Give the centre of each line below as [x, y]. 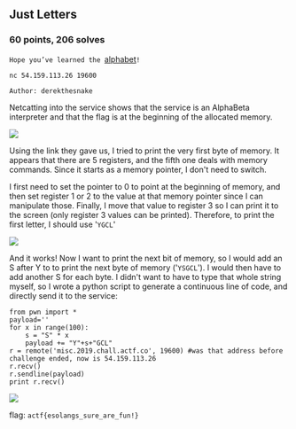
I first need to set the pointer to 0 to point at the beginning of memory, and [145, 186]
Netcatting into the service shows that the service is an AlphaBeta [129, 107]
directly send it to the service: [63, 295]
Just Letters [43, 15]
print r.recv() [37, 382]
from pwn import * [43, 312]
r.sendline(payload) [47, 374]
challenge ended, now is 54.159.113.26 [83, 358]
